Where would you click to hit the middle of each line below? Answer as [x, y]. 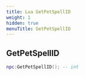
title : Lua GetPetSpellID [38, 12]
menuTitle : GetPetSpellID [38, 29]
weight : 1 [19, 17]
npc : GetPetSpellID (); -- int [42, 67]
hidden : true [22, 23]
